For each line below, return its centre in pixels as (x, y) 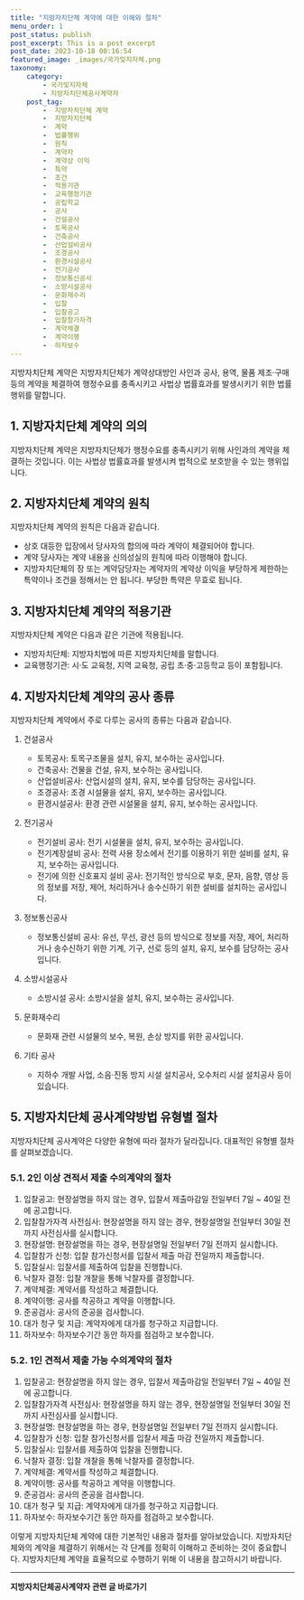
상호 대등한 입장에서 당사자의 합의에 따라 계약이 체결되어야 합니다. (139, 546)
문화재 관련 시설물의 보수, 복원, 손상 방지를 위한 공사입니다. (140, 1036)
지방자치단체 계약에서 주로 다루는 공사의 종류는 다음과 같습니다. (121, 720)
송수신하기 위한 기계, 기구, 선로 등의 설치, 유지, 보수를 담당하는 (163, 948)
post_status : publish (51, 34)
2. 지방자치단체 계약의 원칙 (80, 503)
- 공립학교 (61, 203)
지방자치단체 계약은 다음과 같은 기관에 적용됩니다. (97, 635)
